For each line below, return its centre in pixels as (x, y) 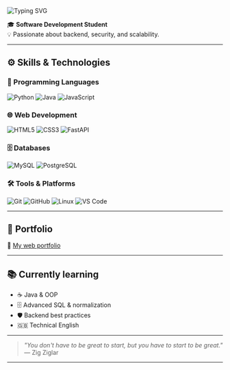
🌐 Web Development (42, 114)
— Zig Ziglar (41, 353)
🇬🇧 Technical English (48, 325)
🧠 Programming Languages (53, 82)
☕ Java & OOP (37, 295)
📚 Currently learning (53, 274)
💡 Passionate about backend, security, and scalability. (83, 34)
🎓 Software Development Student (57, 24)
